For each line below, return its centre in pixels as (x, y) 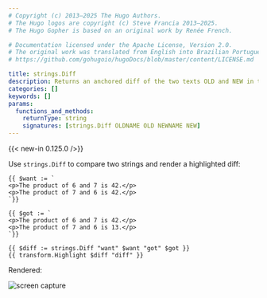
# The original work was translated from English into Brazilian (118, 53)
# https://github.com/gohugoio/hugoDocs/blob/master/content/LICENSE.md (131, 60)
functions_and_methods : (54, 111)
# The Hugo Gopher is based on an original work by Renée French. (120, 30)
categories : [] (33, 88)
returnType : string (55, 119)
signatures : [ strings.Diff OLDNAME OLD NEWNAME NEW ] (112, 126)
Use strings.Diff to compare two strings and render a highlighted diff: (124, 164)
